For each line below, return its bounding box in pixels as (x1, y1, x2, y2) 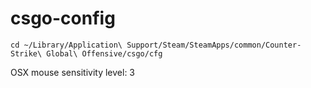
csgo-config (10, 7, 116, 30)
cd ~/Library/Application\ (10, 40, 123, 50)
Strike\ (10, 48, 43, 59)
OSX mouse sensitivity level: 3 (10, 66, 136, 78)
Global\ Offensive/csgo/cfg (46, 48, 163, 59)
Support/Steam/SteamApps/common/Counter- (126, 40, 302, 50)
